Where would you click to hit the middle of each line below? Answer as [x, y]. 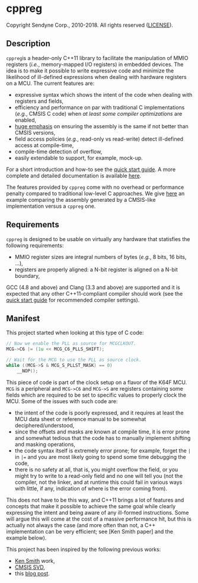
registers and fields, [39, 101]
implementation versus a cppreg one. [51, 206]
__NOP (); [28, 371]
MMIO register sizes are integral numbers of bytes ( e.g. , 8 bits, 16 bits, [100, 256]
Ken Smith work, [35, 560]
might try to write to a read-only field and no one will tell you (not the [99, 476]
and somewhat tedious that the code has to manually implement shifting [103, 438]
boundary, [27, 275]
